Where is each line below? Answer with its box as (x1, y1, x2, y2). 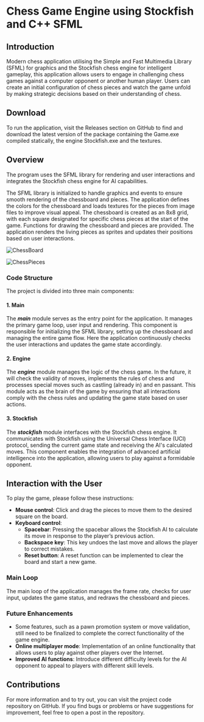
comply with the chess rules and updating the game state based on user (6, 394, 188, 402)
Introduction (6, 42, 55, 52)
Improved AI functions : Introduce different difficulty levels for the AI (15, 655, 187, 663)
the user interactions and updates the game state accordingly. (6, 341, 163, 348)
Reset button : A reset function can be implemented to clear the (24, 552, 184, 559)
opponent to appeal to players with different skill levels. (15, 662, 154, 669)
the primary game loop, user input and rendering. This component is (6, 322, 178, 329)
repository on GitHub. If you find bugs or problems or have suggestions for (6, 702, 194, 709)
